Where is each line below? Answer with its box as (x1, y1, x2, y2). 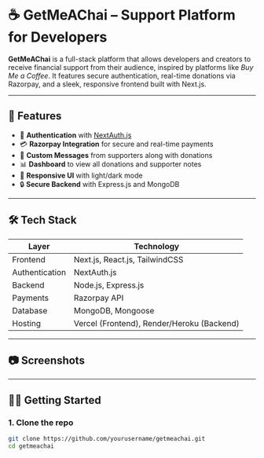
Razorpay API (73, 292, 124, 303)
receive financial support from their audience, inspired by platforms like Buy (8, 62, 254, 71)
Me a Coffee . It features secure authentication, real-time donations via (8, 71, 236, 80)
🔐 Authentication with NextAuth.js (19, 130, 132, 140)
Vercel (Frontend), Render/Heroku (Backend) (73, 317, 240, 328)
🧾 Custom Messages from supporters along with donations (19, 150, 213, 159)
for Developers (8, 28, 108, 46)
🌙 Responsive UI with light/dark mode (19, 170, 143, 180)
